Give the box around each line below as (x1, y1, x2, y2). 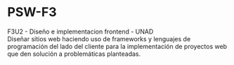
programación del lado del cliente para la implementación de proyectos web (7, 42, 227, 50)
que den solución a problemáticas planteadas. (7, 50, 141, 58)
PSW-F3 (7, 4, 57, 20)
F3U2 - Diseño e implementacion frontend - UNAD (7, 27, 154, 36)
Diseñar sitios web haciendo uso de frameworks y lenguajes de (7, 34, 191, 43)
